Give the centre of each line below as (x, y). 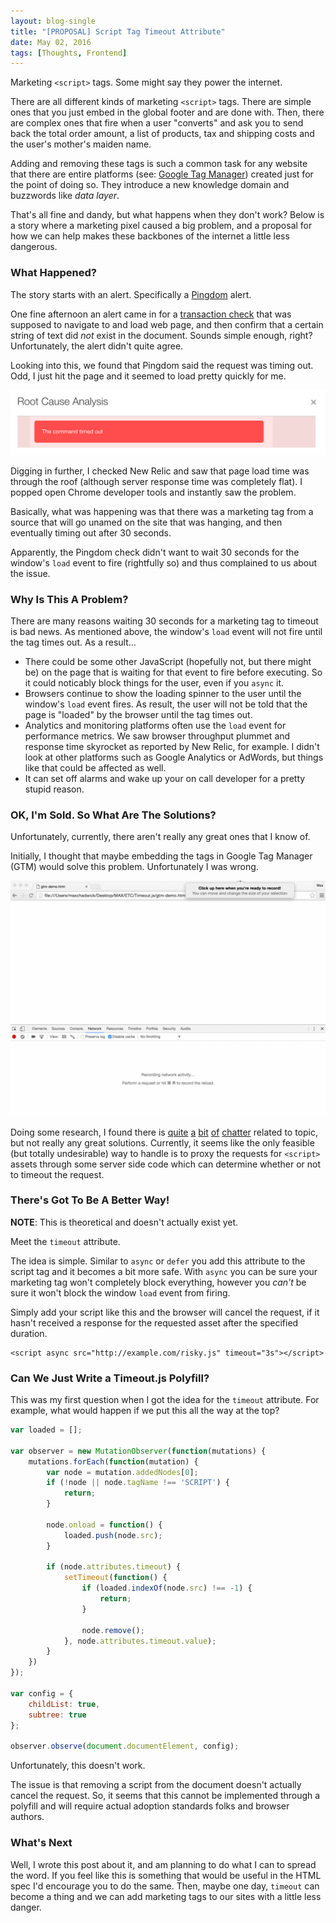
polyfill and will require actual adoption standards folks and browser (150, 1806)
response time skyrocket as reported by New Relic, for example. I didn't (172, 747)
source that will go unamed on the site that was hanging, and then (146, 522)
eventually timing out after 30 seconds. (91, 532)
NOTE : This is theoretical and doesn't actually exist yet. (124, 1222)
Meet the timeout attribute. (65, 1241)
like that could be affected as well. (95, 768)
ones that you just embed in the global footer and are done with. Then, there (167, 112)
